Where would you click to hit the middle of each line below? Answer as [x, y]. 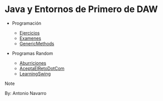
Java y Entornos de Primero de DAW [81, 9]
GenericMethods [37, 43]
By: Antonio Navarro [26, 93]
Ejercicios [30, 33]
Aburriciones [33, 63]
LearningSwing [35, 73]
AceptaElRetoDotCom [42, 68]
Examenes [30, 38]
